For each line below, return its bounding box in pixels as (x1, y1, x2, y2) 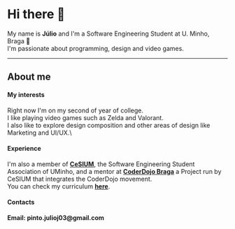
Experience (7, 145, 41, 153)
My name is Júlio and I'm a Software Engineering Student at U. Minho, (7, 29, 210, 38)
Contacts (7, 198, 35, 207)
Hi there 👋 (7, 6, 65, 22)
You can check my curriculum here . (7, 182, 111, 191)
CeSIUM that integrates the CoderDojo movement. (7, 175, 152, 183)
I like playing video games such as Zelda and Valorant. (7, 113, 164, 121)
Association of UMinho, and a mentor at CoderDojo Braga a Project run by (7, 167, 222, 175)
